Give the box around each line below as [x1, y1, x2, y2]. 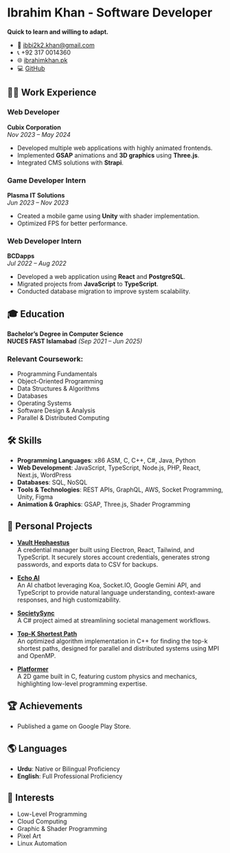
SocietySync [16, 609, 55, 617]
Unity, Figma [16, 493, 54, 501]
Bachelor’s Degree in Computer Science [7, 330, 124, 338]
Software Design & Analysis [16, 406, 96, 414]
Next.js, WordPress [16, 471, 72, 479]
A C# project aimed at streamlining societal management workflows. [16, 616, 211, 624]
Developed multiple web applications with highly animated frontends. [16, 143, 213, 152]
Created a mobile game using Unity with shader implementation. [16, 211, 200, 220]
